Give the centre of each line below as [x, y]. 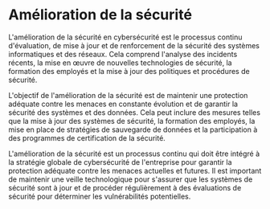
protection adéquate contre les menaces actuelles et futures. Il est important [135, 170]
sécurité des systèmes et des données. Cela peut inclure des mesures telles [135, 112]
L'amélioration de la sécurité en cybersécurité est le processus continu [125, 37]
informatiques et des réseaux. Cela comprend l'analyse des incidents [123, 54]
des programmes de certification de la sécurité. [87, 137]
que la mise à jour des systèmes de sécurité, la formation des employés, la [132, 121]
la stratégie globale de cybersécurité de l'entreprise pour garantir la [120, 162]
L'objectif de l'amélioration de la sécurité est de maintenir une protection [128, 95]
